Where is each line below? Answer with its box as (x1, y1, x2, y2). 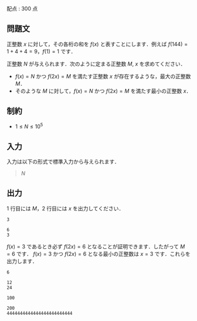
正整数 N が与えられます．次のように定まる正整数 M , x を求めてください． (6, 60, 186, 67)
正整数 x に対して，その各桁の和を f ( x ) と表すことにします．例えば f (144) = (6, 40, 188, 47)
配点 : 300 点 (6, 5, 38, 12)
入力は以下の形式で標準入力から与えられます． (6, 158, 120, 165)
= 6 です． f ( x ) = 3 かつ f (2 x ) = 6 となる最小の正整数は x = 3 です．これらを (6, 250, 191, 257)
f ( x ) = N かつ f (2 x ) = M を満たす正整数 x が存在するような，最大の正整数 (15, 73, 191, 80)
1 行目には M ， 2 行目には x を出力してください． (6, 204, 124, 212)
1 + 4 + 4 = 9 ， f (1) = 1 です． (6, 47, 76, 54)
